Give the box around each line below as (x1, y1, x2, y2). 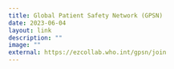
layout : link (8, 26, 52, 34)
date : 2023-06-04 (8, 19, 67, 27)
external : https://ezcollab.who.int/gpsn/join (8, 48, 167, 56)
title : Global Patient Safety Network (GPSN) (8, 11, 163, 20)
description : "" (8, 33, 63, 42)
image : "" (8, 41, 42, 49)
